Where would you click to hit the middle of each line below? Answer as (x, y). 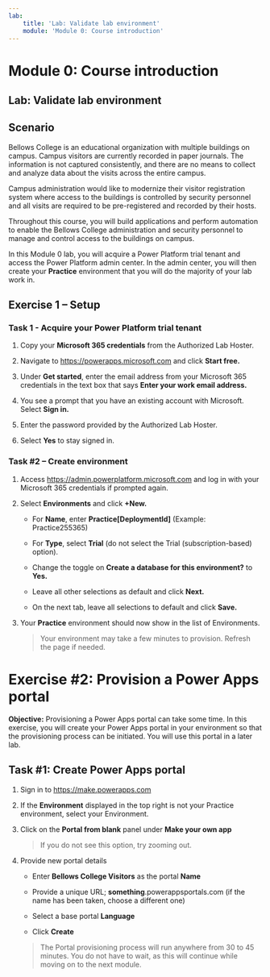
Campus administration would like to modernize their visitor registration (127, 188)
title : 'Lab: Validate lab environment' (91, 23)
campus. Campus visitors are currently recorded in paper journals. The (126, 156)
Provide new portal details (63, 860)
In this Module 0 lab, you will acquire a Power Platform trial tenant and (124, 254)
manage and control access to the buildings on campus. (102, 238)
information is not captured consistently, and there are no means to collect (132, 164)
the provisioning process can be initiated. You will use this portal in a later (131, 736)
